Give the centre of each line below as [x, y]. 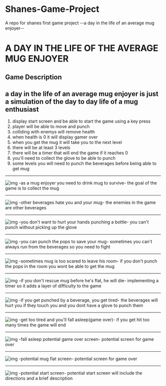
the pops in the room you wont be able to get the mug [60, 266]
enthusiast [22, 109]
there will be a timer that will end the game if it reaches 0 [70, 153]
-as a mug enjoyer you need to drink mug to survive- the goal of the [88, 183]
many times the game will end [36, 325]
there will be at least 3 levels [41, 148]
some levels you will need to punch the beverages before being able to [84, 163]
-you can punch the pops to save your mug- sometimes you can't [85, 242]
